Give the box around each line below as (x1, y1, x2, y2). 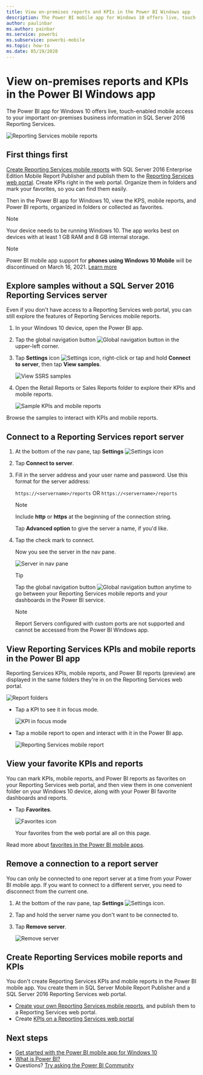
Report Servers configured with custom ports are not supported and (14, 620, 185, 628)
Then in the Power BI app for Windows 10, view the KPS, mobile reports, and (6, 196, 196, 204)
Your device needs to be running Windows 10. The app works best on (6, 227, 179, 234)
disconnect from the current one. (6, 888, 89, 895)
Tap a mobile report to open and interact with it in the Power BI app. (14, 729, 184, 737)
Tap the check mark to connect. (14, 537, 95, 544)
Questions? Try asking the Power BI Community (14, 1062, 134, 1069)
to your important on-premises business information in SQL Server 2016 (6, 113, 185, 121)
